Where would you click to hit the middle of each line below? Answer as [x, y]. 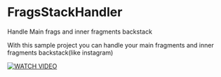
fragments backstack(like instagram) [60, 52]
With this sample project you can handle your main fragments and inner [110, 45]
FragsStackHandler [65, 12]
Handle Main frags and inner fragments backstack [80, 31]
